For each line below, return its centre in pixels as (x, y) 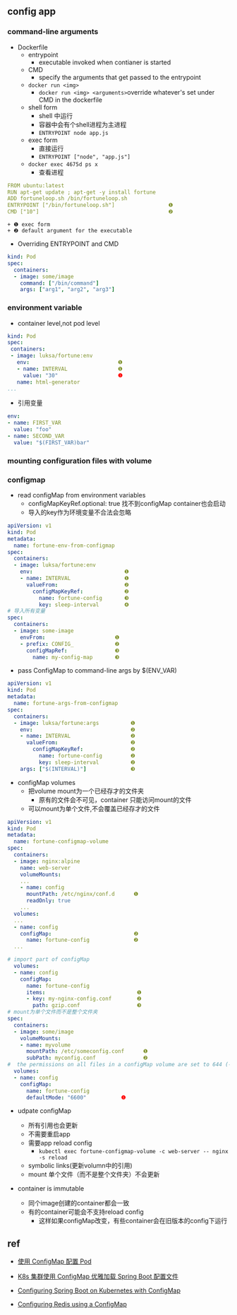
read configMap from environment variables (81, 495)
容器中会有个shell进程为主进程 (83, 124)
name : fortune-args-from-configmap (66, 703)
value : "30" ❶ (73, 375)
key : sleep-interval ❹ (84, 605)
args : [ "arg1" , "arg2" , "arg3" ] (67, 290)
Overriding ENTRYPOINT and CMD (68, 244)
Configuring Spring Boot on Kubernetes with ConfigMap (99, 1291)
